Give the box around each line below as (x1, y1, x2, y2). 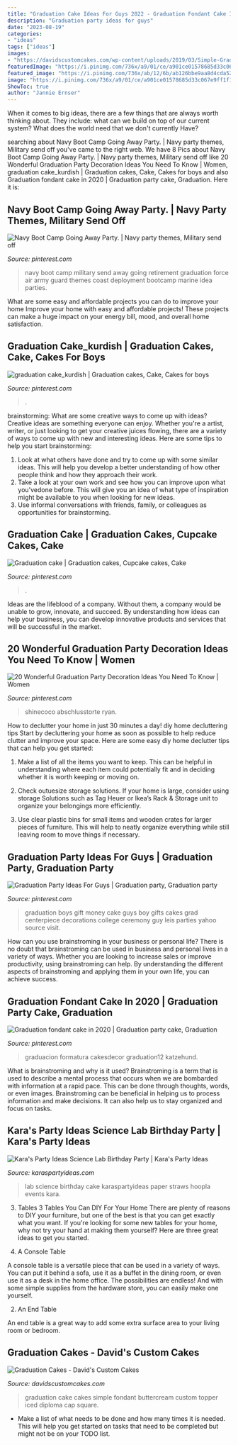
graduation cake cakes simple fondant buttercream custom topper (24, 1393, 218, 1401)
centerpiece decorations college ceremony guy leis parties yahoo (24, 916, 217, 925)
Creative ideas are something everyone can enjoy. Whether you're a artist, (7, 419, 225, 428)
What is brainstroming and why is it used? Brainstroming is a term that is (7, 1066, 218, 1075)
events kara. (24, 1189, 62, 1198)
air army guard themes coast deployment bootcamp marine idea (24, 276, 212, 284)
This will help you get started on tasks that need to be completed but (17, 1422, 219, 1430)
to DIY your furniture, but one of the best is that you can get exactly (17, 1210, 215, 1220)
